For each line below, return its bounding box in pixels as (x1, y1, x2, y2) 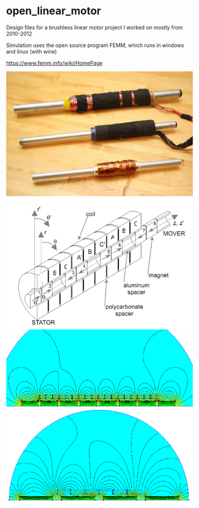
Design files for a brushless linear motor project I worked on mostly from (6, 24, 183, 31)
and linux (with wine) (6, 48, 57, 55)
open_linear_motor (6, 4, 101, 18)
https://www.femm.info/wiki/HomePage (6, 59, 103, 67)
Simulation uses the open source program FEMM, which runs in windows (6, 42, 185, 49)
